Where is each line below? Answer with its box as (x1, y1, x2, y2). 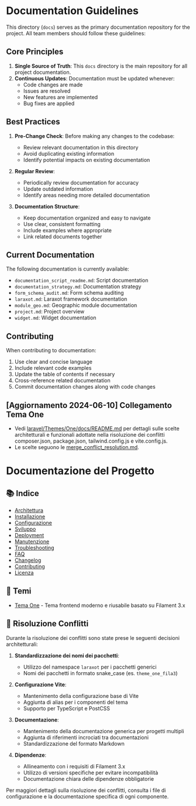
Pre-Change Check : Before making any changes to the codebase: (14, 132, 175, 139)
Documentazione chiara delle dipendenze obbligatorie (23, 775, 154, 782)
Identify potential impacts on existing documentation (23, 156, 150, 163)
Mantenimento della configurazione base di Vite (23, 692, 139, 699)
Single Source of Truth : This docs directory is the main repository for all (14, 62, 188, 69)
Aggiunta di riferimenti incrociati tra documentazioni (23, 734, 149, 741)
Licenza (14, 569, 34, 576)
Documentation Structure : (14, 203, 80, 210)
